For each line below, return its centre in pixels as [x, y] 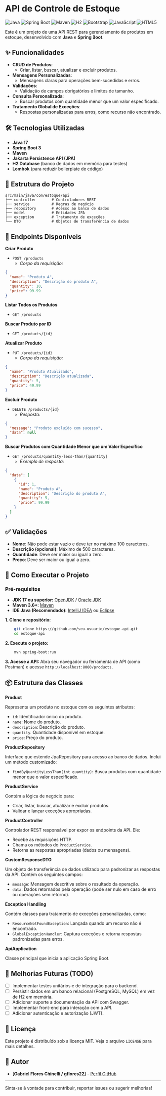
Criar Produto [19, 249]
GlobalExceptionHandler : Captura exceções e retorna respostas [77, 934]
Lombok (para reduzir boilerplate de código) [58, 169]
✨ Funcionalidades [35, 53]
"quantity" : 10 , [26, 286]
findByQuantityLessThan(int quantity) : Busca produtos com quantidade [86, 771]
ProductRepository [25, 747]
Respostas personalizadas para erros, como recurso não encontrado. [90, 112]
